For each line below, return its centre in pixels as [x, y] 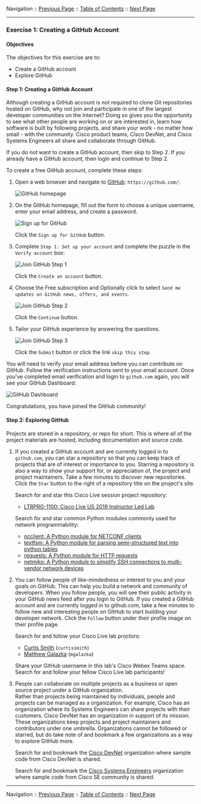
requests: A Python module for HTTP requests [81, 555]
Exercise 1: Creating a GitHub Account [63, 29]
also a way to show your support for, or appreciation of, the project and [102, 470]
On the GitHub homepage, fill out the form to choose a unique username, [105, 205]
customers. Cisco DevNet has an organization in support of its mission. [102, 715]
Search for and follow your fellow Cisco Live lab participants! [90, 672]
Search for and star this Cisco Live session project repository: [91, 495]
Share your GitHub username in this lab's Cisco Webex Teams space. [100, 665]
